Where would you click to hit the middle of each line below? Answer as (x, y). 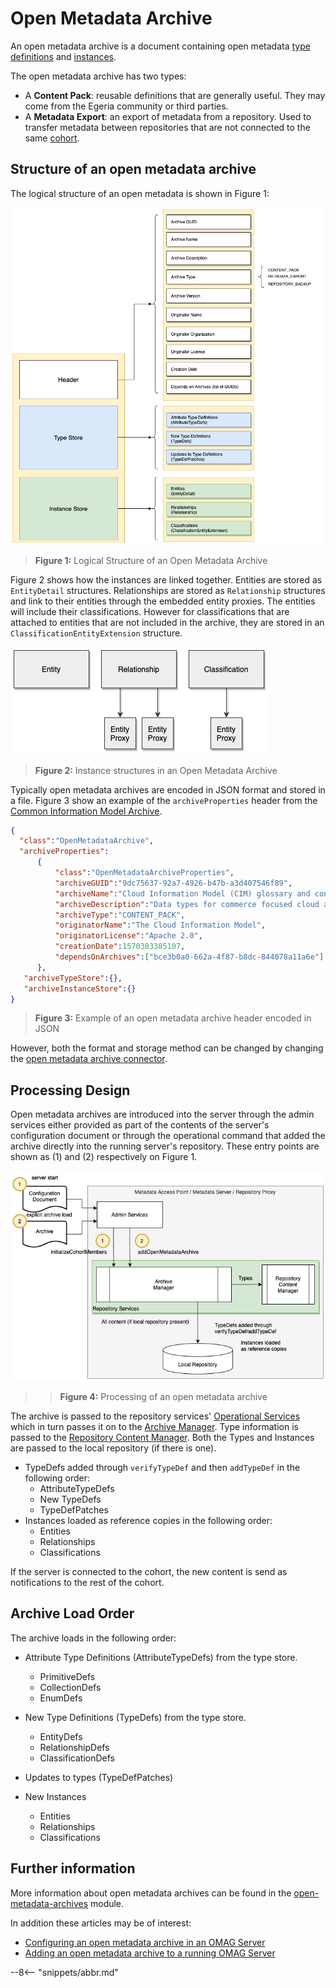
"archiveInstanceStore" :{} (80, 988)
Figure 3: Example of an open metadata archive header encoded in (173, 1018)
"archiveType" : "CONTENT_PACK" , (120, 915)
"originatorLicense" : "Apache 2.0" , (128, 936)
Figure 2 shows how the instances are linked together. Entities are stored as (166, 579)
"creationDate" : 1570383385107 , (120, 947)
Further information (73, 1868)
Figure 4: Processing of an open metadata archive (163, 1396)
